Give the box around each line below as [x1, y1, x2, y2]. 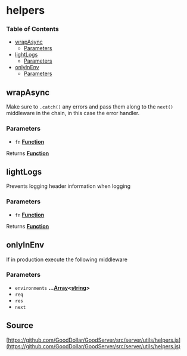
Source [6, 320, 34, 331]
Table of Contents [6, 25, 60, 33]
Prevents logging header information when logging [6, 182, 131, 190]
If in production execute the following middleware [6, 256, 128, 263]
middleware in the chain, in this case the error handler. [6, 110, 140, 117]
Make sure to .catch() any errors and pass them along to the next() [6, 103, 174, 110]
